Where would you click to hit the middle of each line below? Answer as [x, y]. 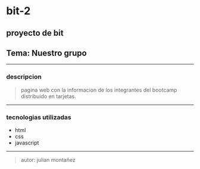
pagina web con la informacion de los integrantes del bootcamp [99, 90]
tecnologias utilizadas [39, 117]
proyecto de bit [35, 33]
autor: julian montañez [48, 159]
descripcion [24, 77]
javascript [27, 143]
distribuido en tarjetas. [48, 96]
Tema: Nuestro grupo [47, 53]
